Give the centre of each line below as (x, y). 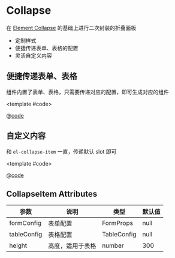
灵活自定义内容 (33, 55)
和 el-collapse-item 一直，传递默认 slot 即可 (61, 151)
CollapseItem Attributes (52, 193)
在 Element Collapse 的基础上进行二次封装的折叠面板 (71, 28)
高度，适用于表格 (72, 246)
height (18, 245)
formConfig (25, 223)
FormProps (117, 223)
